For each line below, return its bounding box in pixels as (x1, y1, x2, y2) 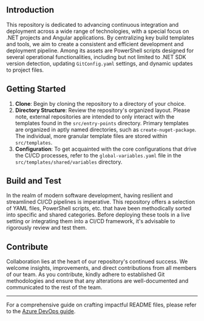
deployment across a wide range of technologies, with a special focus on (6, 27, 189, 35)
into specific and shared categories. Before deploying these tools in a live (6, 211, 190, 218)
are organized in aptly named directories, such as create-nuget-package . (15, 126, 197, 133)
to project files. (6, 66, 44, 74)
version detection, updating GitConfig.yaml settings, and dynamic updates (6, 60, 193, 67)
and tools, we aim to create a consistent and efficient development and (6, 40, 184, 47)
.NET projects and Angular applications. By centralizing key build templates (6, 33, 194, 41)
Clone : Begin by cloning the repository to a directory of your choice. (15, 100, 186, 107)
